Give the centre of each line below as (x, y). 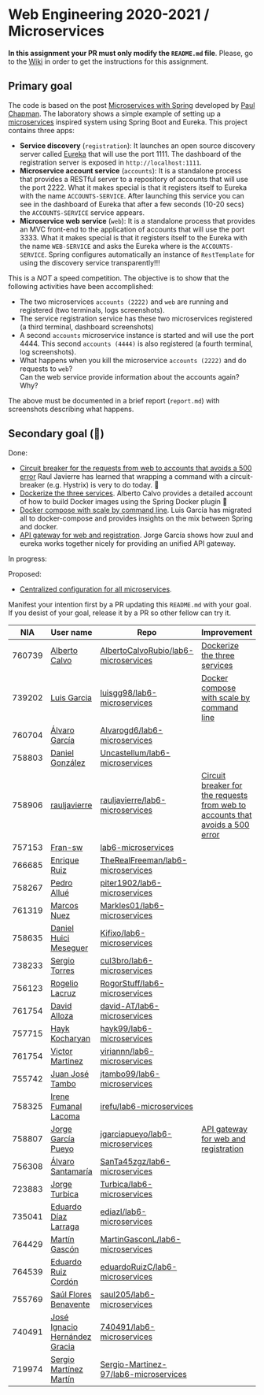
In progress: (27, 558)
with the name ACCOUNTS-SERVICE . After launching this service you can (132, 195)
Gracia (63, 1346)
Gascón (65, 1248)
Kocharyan (71, 1038)
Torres (62, 970)
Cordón (64, 1282)
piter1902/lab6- (131, 882)
